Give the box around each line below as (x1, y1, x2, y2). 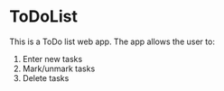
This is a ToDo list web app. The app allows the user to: (9, 36, 215, 47)
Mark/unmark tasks (22, 63, 96, 74)
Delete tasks (22, 72, 70, 83)
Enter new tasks (22, 53, 83, 64)
